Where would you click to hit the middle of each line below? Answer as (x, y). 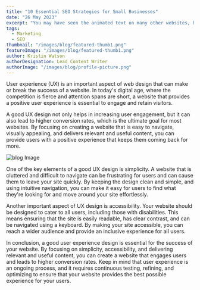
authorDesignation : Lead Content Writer (57, 61)
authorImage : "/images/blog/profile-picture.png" (69, 67)
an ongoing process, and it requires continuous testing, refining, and (90, 268)
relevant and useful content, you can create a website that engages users (96, 255)
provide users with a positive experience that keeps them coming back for (97, 140)
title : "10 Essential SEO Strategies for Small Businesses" (82, 12)
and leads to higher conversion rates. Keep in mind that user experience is (97, 262)
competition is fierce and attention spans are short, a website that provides (98, 96)
